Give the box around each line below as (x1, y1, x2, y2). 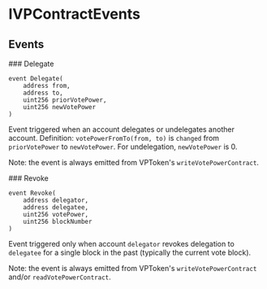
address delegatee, (23, 204, 89, 212)
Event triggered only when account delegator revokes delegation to (8, 239, 235, 248)
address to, (23, 89, 63, 97)
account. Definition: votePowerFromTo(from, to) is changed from (8, 134, 220, 142)
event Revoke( (8, 189, 57, 197)
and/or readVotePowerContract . (8, 272, 111, 282)
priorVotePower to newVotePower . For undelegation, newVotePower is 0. (8, 142, 238, 151)
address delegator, (23, 196, 89, 204)
